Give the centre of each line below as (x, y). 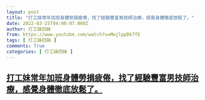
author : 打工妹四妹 (29, 29)
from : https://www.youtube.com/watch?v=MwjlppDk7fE (73, 35)
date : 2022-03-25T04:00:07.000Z (47, 23)
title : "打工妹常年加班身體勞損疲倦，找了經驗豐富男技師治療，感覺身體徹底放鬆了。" (100, 18)
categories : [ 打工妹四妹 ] (40, 52)
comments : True (26, 46)
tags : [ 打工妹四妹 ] (31, 40)
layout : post (23, 12)
